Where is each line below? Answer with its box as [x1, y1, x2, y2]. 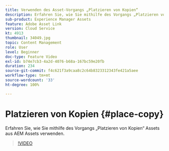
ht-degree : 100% [5, 82, 39, 87]
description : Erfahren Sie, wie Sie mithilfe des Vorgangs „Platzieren [5, 12, 158, 17]
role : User [5, 45, 28, 50]
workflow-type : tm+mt [5, 73, 51, 78]
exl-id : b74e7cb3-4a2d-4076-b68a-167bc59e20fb [5, 59, 105, 64]
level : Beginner [5, 49, 39, 54]
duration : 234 [5, 63, 35, 68]
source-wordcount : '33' [5, 78, 55, 83]
